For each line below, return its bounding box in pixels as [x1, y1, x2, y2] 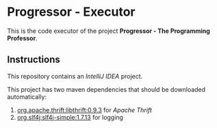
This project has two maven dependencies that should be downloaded [7, 85, 206, 93]
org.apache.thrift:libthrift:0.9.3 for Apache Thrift [16, 105, 153, 114]
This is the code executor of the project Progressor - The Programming [7, 27, 210, 35]
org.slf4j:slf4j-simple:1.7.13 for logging [16, 113, 123, 121]
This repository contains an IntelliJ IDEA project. [7, 72, 143, 80]
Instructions [7, 54, 60, 66]
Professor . [7, 34, 38, 42]
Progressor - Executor [7, 4, 136, 20]
